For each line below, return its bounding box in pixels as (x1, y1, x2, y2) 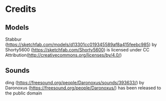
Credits (5, 3, 36, 15)
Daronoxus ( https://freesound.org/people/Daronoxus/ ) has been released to (5, 85, 161, 91)
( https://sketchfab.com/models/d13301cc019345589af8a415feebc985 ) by (5, 42, 157, 48)
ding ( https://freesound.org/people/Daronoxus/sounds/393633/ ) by (5, 79, 145, 85)
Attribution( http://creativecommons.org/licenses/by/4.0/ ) (5, 52, 122, 58)
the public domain (5, 90, 42, 96)
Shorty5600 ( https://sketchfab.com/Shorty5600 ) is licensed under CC (5, 47, 150, 52)
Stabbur (5, 36, 22, 42)
